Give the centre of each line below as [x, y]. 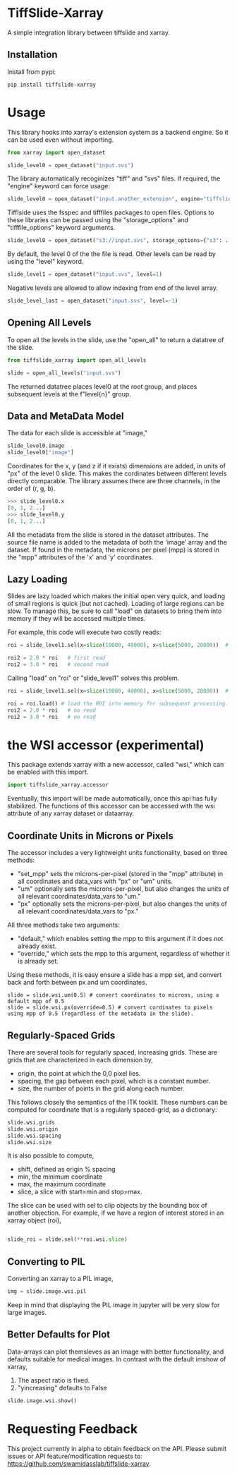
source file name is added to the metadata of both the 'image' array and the [117, 542]
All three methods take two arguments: [63, 925]
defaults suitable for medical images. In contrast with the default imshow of [117, 1359]
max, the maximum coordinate [61, 1184]
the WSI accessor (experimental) [106, 745]
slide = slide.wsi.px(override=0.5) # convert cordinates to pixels [110, 1008]
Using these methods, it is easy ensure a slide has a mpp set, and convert [115, 975]
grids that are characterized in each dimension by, [80, 1060]
